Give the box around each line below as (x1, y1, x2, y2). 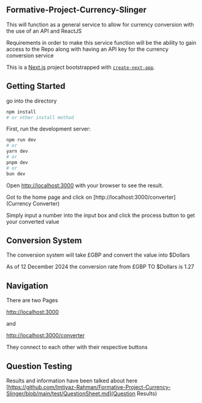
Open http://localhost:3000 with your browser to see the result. (6, 181, 164, 189)
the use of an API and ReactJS (6, 27, 82, 34)
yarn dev (6, 148, 28, 155)
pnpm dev (6, 160, 28, 166)
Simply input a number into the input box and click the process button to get (6, 211, 195, 219)
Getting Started (6, 81, 66, 91)
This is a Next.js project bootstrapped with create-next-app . (6, 63, 156, 71)
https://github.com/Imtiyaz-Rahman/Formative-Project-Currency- (8, 383, 171, 390)
